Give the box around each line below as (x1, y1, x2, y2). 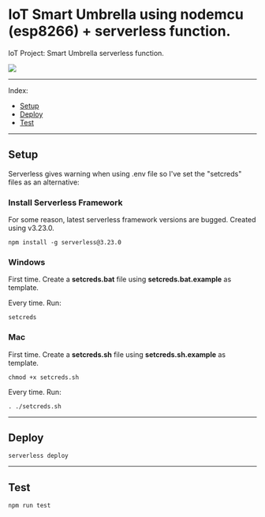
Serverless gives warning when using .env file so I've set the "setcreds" (8, 169, 242, 178)
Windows (8, 256, 46, 267)
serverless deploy (8, 452, 69, 460)
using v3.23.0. (8, 223, 55, 233)
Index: (8, 85, 29, 95)
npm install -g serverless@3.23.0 (8, 239, 122, 247)
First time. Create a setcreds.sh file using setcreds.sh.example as (8, 349, 226, 359)
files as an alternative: (8, 177, 80, 187)
